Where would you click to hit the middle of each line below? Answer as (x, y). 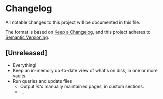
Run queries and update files (42, 81)
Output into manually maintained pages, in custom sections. (82, 86)
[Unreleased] (26, 53)
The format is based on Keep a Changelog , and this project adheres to (78, 32)
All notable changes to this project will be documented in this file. (73, 22)
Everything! (24, 65)
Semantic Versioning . (27, 37)
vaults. (19, 76)
